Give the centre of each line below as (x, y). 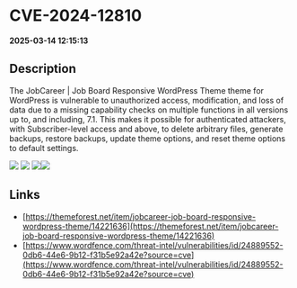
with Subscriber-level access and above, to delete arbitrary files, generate (146, 129)
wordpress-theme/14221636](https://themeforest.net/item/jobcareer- (150, 226)
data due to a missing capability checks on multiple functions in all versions (149, 110)
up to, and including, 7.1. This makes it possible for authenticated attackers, (148, 119)
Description (43, 69)
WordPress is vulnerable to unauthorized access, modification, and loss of (147, 100)
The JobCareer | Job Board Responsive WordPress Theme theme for (137, 90)
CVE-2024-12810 (75, 16)
